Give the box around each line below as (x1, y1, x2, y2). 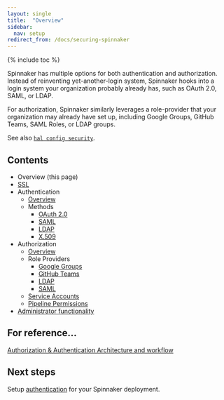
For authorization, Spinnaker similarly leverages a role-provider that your (7, 105, 217, 114)
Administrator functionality (17, 307, 94, 315)
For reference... (7, 327, 77, 339)
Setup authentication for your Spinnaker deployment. (7, 385, 160, 393)
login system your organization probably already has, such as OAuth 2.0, (7, 84, 217, 93)
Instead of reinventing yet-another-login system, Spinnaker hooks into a (7, 76, 215, 85)
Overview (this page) (17, 173, 78, 181)
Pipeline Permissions (27, 299, 89, 307)
